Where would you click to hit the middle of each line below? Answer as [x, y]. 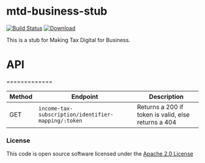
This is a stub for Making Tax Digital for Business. [68, 40]
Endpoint [85, 96]
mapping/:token [60, 121]
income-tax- [56, 108]
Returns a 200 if [160, 107]
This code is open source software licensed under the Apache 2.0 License [100, 154]
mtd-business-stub [57, 11]
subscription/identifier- [76, 114]
